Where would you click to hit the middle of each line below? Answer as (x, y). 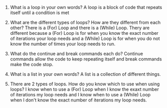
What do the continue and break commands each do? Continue (77, 53)
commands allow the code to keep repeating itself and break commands (86, 59)
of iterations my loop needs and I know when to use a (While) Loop (80, 95)
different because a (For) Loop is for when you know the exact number (84, 33)
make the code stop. (32, 64)
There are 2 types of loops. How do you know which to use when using (85, 84)
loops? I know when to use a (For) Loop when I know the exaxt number (85, 89)
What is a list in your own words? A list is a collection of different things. (86, 74)
